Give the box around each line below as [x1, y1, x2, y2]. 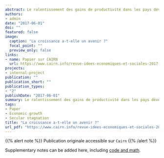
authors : [5, 12, 23, 17]
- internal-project [5, 70, 45, 75]
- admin [5, 16, 21, 21]
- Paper [5, 106, 21, 112]
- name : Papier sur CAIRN [5, 57, 58, 62]
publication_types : [5, 84, 45, 89]
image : [5, 35, 19, 39]
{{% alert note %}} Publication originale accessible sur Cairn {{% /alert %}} [5, 138, 157, 144]
